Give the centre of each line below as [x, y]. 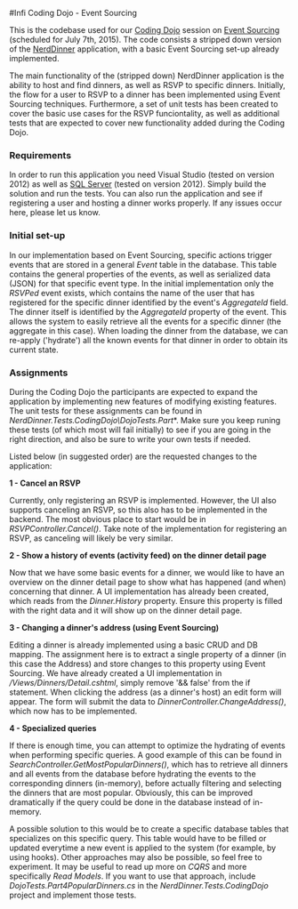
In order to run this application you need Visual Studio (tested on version [142, 175]
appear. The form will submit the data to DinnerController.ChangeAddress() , [148, 701]
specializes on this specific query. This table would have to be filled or [138, 838]
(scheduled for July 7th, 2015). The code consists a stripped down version [145, 40]
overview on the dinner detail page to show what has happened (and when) [148, 582]
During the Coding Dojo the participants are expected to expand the [133, 391]
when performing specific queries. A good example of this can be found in [145, 754]
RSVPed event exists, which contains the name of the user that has [132, 293]
